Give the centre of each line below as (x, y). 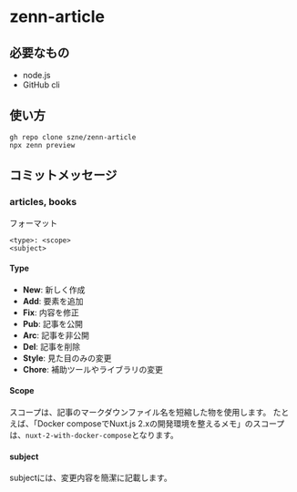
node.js (37, 75)
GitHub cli (41, 85)
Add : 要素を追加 (53, 301)
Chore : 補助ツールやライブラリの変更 (93, 369)
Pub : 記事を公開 (53, 323)
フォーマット (33, 223)
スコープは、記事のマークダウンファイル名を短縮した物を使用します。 (140, 412)
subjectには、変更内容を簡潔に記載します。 (91, 478)
